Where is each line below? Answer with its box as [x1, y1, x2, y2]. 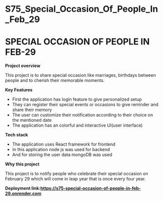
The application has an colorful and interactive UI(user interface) [12, 122, 143, 128]
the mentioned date [12, 117, 52, 123]
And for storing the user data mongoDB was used [12, 152, 113, 157]
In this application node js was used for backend [12, 147, 110, 153]
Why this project [5, 161, 40, 167]
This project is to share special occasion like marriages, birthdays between [5, 72, 156, 78]
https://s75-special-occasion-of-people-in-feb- [40, 185, 141, 191]
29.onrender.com [5, 191, 42, 197]
